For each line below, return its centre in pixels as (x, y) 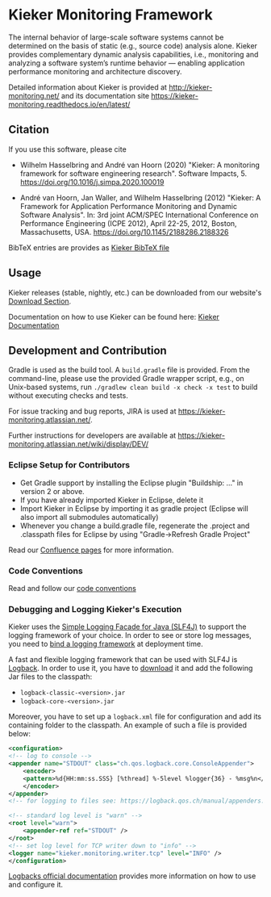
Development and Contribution (88, 350)
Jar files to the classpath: (50, 677)
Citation (29, 130)
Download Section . (40, 301)
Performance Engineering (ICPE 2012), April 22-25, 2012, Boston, (128, 223)
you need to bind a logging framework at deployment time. (106, 644)
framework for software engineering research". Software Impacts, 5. (133, 173)
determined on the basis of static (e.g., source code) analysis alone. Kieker (133, 45)
